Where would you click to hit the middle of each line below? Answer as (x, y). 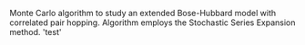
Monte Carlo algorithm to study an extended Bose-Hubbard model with (143, 13)
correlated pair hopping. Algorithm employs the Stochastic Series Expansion (152, 22)
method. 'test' (36, 32)
